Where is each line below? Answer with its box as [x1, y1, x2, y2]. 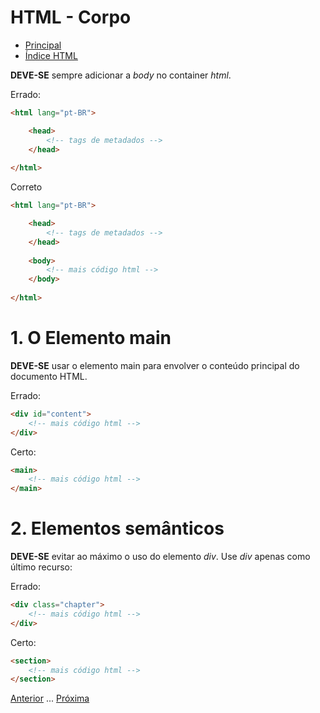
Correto [10, 181, 43, 193]
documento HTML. [10, 370, 88, 382]
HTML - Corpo [10, 6, 132, 29]
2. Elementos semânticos [10, 517, 225, 540]
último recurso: [10, 561, 73, 573]
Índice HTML [24, 49, 78, 61]
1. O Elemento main [10, 327, 172, 350]
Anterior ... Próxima [10, 692, 90, 705]
